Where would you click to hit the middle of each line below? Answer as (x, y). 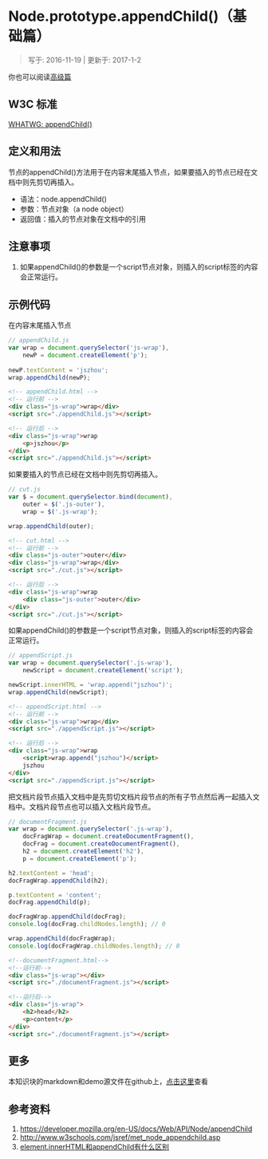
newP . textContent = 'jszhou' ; (59, 370)
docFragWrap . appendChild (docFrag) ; (67, 917)
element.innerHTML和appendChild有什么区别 (95, 1147)
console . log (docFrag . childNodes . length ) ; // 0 (87, 924)
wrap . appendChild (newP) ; (49, 377)
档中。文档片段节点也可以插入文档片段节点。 (82, 806)
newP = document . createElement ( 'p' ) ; (85, 355)
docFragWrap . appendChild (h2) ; (59, 881)
